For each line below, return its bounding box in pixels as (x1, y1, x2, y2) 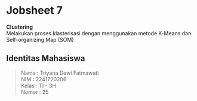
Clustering (6, 23, 33, 30)
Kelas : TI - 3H (20, 82, 57, 89)
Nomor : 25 (20, 88, 49, 96)
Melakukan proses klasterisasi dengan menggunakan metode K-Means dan (6, 29, 192, 36)
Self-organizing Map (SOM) (6, 36, 74, 43)
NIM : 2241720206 (20, 75, 67, 82)
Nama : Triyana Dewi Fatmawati (20, 69, 99, 76)
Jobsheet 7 (6, 4, 63, 17)
